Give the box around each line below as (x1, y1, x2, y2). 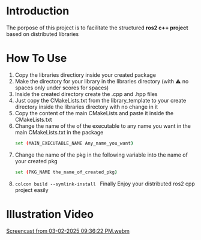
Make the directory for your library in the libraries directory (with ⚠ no (14, 77, 189, 85)
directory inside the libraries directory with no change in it (14, 103, 158, 110)
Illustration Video (6, 207, 94, 221)
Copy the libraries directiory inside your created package (14, 71, 156, 79)
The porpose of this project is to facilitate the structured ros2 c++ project (6, 24, 188, 31)
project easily (14, 186, 49, 193)
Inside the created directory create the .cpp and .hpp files (14, 90, 158, 97)
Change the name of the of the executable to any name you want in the (14, 122, 191, 130)
